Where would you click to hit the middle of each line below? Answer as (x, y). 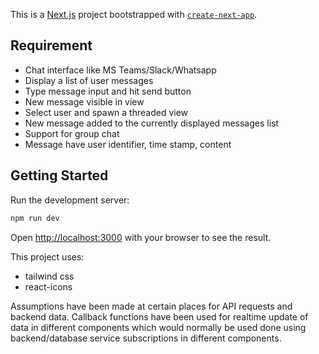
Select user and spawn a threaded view (106, 112)
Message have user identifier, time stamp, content (128, 144)
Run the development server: (70, 200)
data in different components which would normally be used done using (158, 327)
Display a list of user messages (89, 80)
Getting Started (59, 175)
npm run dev (35, 218)
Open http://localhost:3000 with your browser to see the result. (141, 237)
